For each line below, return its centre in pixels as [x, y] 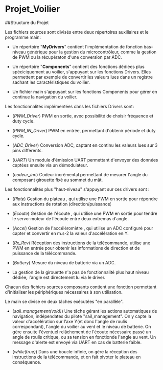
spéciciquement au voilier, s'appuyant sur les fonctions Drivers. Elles [81, 71]
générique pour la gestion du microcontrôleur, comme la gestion [92, 52]
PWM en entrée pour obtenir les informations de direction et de [76, 248]
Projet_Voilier [33, 9]
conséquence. [27, 362]
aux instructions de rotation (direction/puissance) [62, 204]
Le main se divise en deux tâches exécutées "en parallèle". [64, 301]
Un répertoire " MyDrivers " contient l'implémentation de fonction [77, 46]
